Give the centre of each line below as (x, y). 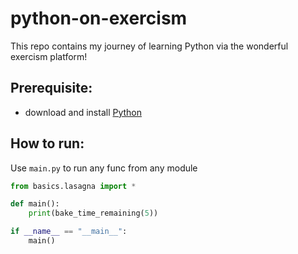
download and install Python (83, 112)
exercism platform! (49, 56)
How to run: (47, 143)
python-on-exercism (99, 18)
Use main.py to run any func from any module (104, 168)
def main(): (35, 204)
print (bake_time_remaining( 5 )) (93, 213)
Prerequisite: (51, 88)
